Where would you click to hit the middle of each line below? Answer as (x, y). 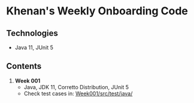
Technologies (32, 33)
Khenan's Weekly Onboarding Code (97, 11)
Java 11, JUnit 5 (34, 47)
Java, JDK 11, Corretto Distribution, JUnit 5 (76, 87)
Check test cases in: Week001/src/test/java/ (78, 93)
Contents (24, 66)
